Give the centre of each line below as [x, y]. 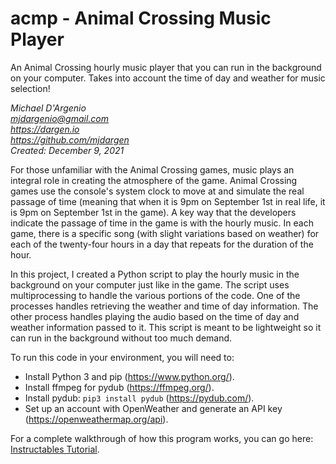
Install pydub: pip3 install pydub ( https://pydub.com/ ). [139, 398]
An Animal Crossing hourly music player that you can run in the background [166, 67]
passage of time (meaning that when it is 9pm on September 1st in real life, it [168, 201]
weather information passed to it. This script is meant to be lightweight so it [166, 327]
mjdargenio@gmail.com [60, 118]
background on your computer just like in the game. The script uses [150, 284]
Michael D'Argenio [48, 108]
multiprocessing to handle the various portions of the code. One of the [155, 295]
